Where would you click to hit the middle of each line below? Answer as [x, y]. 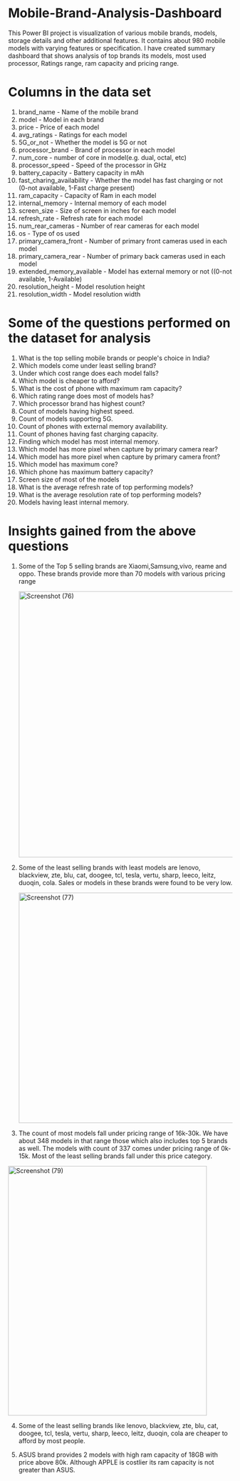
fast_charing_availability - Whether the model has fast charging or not [121, 180]
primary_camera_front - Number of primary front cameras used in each [122, 241]
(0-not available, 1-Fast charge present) [77, 188]
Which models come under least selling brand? [87, 365]
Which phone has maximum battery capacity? [86, 472]
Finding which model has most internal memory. [89, 442]
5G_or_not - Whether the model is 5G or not [83, 142]
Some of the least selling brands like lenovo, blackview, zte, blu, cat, [119, 1425]
